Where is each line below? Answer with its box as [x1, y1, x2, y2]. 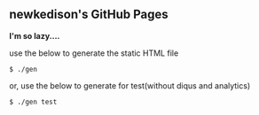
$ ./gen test [9, 97, 58, 106]
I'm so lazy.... [9, 30, 60, 41]
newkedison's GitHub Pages [9, 7, 169, 22]
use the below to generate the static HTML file [9, 48, 179, 58]
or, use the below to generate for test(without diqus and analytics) [9, 80, 251, 91]
